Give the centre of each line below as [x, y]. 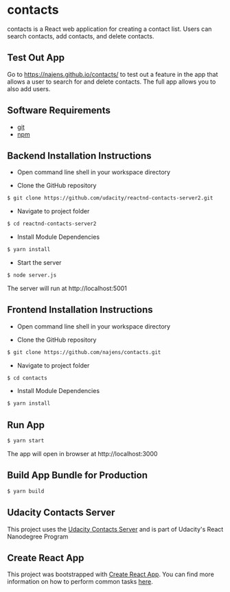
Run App [26, 425]
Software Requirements [59, 111]
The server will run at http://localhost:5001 [67, 288]
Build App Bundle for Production [77, 475]
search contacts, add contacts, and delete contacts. [81, 36]
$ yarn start [26, 441]
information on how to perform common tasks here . [80, 582]
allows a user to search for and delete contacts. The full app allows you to [112, 82]
